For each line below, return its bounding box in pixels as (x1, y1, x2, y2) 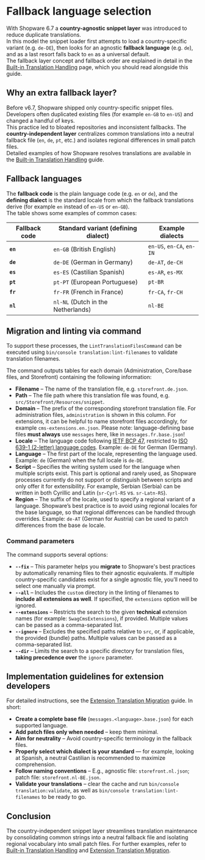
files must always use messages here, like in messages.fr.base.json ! (15, 431, 185, 438)
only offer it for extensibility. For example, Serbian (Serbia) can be (15, 483, 181, 490)
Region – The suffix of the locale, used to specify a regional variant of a (15, 496, 195, 503)
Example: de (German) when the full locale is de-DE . (15, 457, 145, 464)
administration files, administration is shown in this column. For (15, 411, 176, 419)
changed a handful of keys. (6, 117, 75, 124)
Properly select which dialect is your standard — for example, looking (15, 748, 194, 755)
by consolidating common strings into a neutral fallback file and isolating (6, 834, 189, 841)
